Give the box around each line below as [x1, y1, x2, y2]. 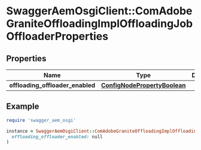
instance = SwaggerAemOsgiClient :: [6, 128, 95, 134]
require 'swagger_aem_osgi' [6, 117, 77, 123]
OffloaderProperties [6, 30, 109, 43]
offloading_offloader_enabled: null [11, 133, 103, 140]
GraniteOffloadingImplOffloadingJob [6, 17, 193, 30]
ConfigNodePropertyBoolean [100, 81, 186, 89]
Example [6, 102, 39, 112]
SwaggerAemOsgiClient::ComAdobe [6, 4, 193, 18]
